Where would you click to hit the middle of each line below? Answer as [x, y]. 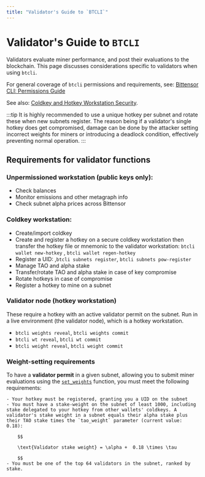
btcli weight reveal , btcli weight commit [69, 345]
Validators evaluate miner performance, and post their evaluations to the [98, 59]
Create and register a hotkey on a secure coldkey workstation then [99, 239]
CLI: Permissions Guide [36, 91]
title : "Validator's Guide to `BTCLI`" [57, 12]
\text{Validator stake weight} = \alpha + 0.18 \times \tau [97, 448]
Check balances [36, 191]
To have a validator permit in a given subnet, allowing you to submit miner [100, 375]
